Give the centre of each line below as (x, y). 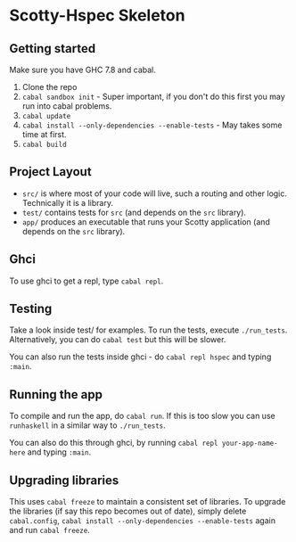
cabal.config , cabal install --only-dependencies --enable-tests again (143, 521)
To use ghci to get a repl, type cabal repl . (86, 281)
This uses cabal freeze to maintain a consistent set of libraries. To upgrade (148, 502)
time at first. (44, 134)
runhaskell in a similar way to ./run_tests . (88, 425)
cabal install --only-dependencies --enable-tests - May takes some (152, 125)
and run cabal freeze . (50, 530)
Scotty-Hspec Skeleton (97, 16)
